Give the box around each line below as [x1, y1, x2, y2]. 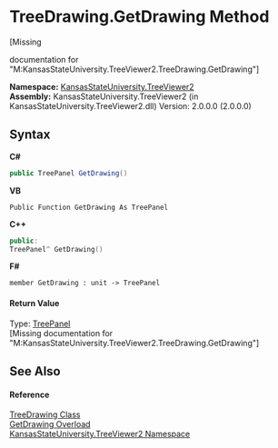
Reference [9, 389, 50, 400]
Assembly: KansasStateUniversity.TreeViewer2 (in [9, 91, 199, 102]
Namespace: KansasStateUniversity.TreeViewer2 [9, 81, 194, 92]
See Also [9, 363, 61, 379]
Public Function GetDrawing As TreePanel [9, 203, 169, 212]
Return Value [9, 297, 60, 308]
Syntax [9, 127, 51, 143]
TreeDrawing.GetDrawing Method [9, 6, 270, 27]
